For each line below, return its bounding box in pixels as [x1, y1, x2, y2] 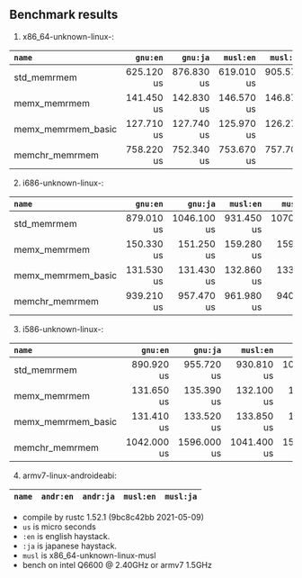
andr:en [40, 491, 75, 501]
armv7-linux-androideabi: [22, 470, 117, 481]
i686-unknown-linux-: [22, 177, 104, 188]
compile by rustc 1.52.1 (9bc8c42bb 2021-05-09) [22, 511, 205, 522]
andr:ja [82, 491, 115, 501]
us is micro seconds [22, 521, 96, 532]
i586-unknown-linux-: [22, 323, 104, 334]
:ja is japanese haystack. [22, 540, 118, 551]
